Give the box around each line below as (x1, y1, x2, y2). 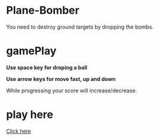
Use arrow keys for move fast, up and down (6, 75, 116, 82)
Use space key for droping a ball (6, 64, 88, 71)
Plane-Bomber (6, 4, 80, 17)
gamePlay (6, 44, 57, 58)
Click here (6, 127, 32, 135)
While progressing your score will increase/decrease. (6, 87, 137, 94)
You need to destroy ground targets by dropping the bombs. (6, 23, 154, 30)
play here (6, 108, 54, 122)
